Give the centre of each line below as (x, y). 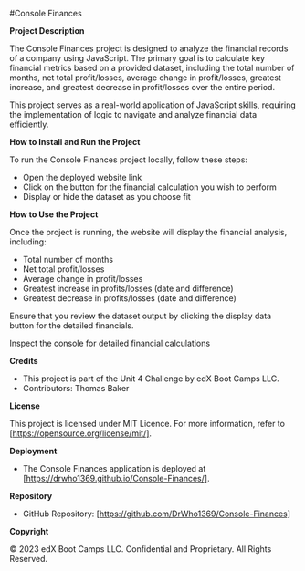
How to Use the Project (54, 214)
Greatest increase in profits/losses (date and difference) (128, 288)
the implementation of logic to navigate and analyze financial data (133, 114)
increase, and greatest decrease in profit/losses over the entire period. (142, 87)
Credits (24, 361)
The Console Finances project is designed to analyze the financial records (149, 48)
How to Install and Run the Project (75, 142)
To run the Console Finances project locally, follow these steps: (129, 160)
